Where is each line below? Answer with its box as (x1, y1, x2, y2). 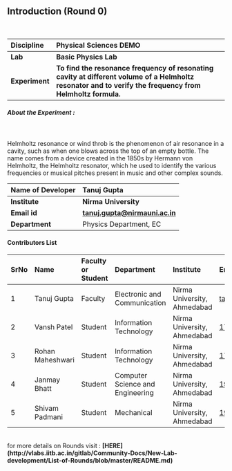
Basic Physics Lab (56, 52, 117, 62)
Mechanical (115, 407, 153, 417)
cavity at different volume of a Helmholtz (56, 72, 195, 82)
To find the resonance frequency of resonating (56, 63, 214, 73)
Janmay (34, 375, 61, 385)
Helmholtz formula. (56, 89, 121, 99)
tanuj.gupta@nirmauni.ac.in (82, 207, 176, 217)
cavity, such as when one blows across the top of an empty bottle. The (7, 147, 209, 155)
